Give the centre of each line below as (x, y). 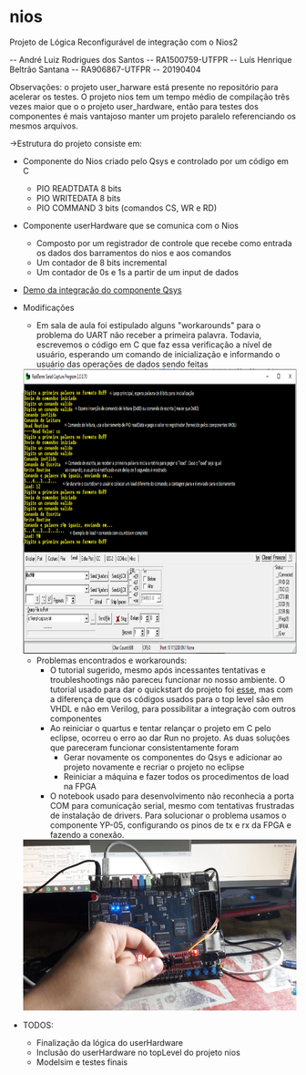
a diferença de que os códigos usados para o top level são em (167, 698)
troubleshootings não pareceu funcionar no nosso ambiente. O (168, 679)
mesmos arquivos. (44, 126)
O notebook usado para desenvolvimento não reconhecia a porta (172, 796)
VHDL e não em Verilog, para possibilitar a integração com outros (173, 708)
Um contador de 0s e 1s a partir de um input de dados (138, 272)
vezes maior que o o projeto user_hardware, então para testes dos (134, 106)
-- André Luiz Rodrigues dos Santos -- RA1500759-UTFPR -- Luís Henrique (151, 59)
